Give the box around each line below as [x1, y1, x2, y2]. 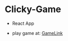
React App [12, 20, 35, 26]
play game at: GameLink [12, 30, 63, 36]
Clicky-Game [5, 4, 61, 15]
